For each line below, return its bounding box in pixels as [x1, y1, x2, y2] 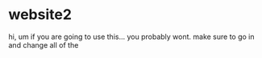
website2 [8, 6, 73, 24]
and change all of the [8, 40, 79, 49]
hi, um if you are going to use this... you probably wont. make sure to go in [8, 32, 256, 41]
